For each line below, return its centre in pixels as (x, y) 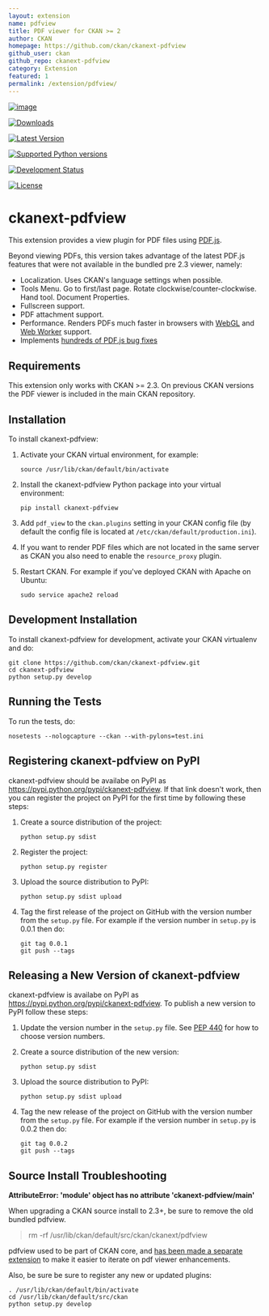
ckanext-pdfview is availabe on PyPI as (74, 995)
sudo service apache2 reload (69, 595)
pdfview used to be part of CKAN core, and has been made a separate (126, 1251)
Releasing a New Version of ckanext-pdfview (124, 975)
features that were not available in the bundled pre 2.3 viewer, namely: (125, 265)
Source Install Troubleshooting (88, 1175)
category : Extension (43, 69)
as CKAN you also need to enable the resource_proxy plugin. (121, 556)
